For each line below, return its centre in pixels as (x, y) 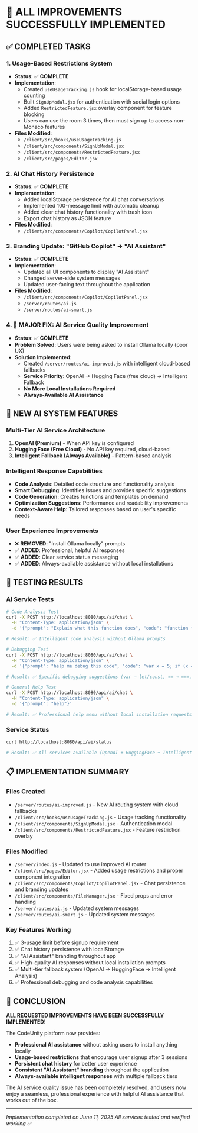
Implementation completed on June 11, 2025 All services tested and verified (98, 1117)
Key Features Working (39, 929)
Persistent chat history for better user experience (76, 1063)
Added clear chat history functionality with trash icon (88, 212)
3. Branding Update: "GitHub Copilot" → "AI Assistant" (86, 246)
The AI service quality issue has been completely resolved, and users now (96, 1087)
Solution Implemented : (43, 357)
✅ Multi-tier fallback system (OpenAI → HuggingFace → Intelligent (95, 969)
